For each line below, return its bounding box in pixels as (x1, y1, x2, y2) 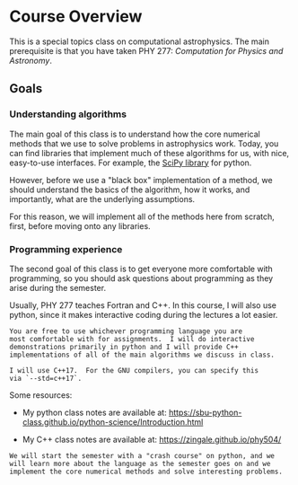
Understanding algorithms (9, 108, 127, 120)
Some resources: (9, 389, 73, 401)
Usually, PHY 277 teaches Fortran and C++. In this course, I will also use (9, 299, 276, 311)
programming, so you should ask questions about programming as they (9, 272, 274, 284)
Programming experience (9, 242, 123, 255)
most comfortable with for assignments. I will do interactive (9, 334, 255, 343)
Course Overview (9, 6, 143, 27)
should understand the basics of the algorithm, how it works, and (9, 184, 250, 195)
